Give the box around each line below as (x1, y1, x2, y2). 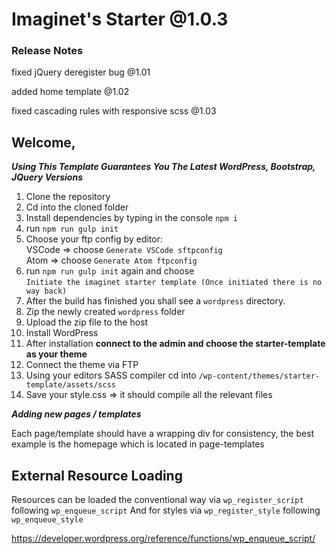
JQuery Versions (11, 171, 83, 183)
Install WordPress (25, 327, 99, 339)
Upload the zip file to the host (25, 316, 149, 328)
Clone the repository (25, 191, 111, 203)
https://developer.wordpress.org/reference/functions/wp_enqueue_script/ (11, 533, 316, 545)
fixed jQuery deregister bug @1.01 (11, 66, 151, 78)
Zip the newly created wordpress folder (25, 306, 186, 318)
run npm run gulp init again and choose (25, 265, 195, 277)
